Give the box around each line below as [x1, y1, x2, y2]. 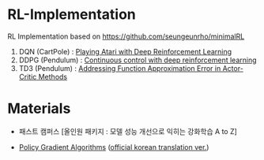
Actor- [222, 63, 244, 73]
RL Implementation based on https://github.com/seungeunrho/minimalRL [7, 32, 245, 41]
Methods [38, 72, 68, 81]
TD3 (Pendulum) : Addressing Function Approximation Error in [18, 63, 221, 73]
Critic [18, 72, 37, 81]
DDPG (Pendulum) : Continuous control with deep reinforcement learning [18, 55, 258, 65]
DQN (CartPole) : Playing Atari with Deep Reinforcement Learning [18, 47, 232, 56]
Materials [7, 100, 71, 117]
